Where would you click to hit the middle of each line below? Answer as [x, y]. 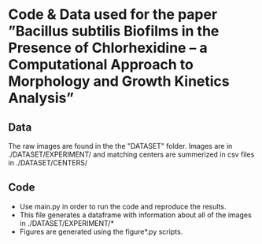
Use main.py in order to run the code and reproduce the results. [123, 206]
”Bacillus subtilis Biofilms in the [114, 31]
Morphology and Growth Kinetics [119, 81]
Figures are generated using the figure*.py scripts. [101, 231]
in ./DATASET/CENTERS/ [48, 163]
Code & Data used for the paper [113, 15]
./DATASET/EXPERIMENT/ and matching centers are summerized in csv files [131, 154]
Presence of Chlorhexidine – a [108, 48]
